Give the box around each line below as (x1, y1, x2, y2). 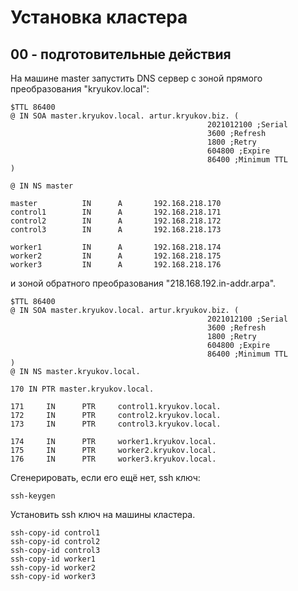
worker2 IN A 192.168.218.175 (10, 251, 222, 261)
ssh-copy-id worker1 (10, 554, 97, 564)
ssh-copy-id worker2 (10, 563, 97, 573)
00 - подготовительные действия (10, 46, 232, 63)
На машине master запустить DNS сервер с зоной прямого (10, 72, 263, 84)
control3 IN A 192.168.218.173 (10, 225, 222, 235)
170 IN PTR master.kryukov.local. (10, 384, 155, 394)
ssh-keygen (10, 491, 56, 501)
